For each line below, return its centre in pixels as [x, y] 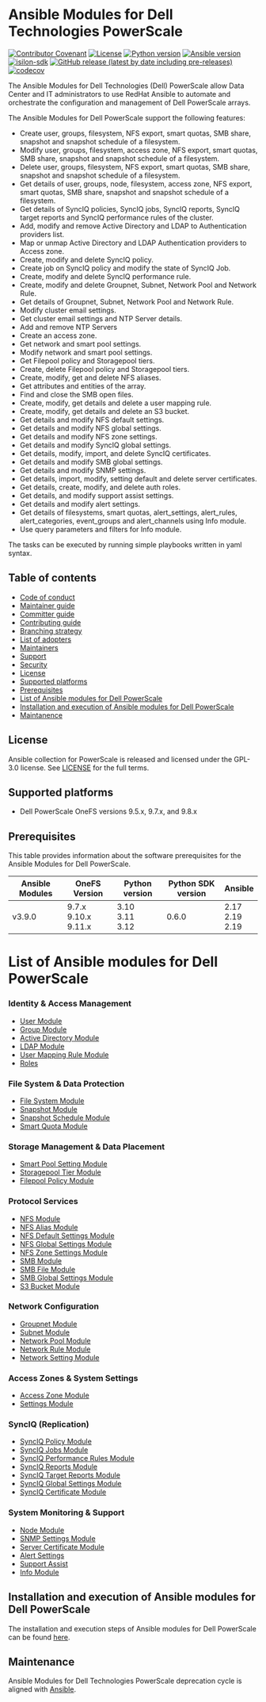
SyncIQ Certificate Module [63, 1492]
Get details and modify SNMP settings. [83, 470]
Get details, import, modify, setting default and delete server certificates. [138, 478]
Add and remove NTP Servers [68, 327]
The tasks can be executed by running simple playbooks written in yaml [125, 544]
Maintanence [41, 715]
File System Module [52, 1101]
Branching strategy [51, 631]
